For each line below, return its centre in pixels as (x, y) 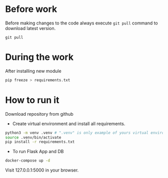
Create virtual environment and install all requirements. (69, 124)
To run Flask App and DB (38, 152)
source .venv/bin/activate (33, 137)
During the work (39, 57)
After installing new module (33, 71)
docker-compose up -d (28, 161)
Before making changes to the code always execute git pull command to (82, 23)
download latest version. (30, 28)
